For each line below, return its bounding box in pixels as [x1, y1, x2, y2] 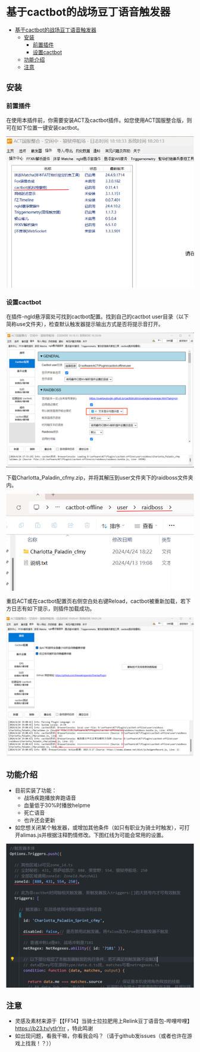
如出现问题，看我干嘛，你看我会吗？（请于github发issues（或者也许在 [14, 1032, 187, 1040]
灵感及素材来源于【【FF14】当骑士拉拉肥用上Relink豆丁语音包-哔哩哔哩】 [14, 1017, 193, 1025]
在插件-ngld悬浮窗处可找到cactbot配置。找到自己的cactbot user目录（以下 [6, 313, 189, 320]
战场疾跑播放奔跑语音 [23, 794, 76, 801]
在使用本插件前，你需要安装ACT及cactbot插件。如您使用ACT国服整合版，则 [6, 117, 192, 124]
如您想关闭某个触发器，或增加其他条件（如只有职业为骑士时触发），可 [14, 824, 185, 831]
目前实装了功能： [14, 787, 57, 794]
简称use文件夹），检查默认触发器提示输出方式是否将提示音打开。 [6, 320, 164, 327]
